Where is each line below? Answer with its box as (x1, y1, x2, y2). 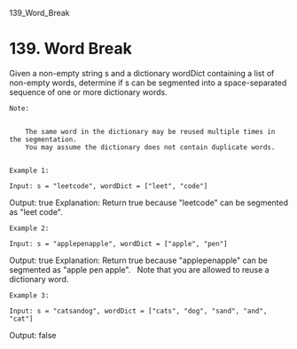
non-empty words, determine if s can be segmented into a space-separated (9, 77, 287, 88)
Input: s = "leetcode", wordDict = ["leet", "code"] (9, 181, 208, 190)
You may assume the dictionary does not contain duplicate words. (25, 142, 276, 152)
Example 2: (9, 224, 50, 233)
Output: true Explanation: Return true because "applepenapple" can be (9, 255, 268, 266)
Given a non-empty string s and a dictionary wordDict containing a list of (9, 67, 275, 78)
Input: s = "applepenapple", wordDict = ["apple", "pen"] (9, 239, 228, 248)
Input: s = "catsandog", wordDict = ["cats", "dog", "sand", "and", (9, 306, 268, 315)
